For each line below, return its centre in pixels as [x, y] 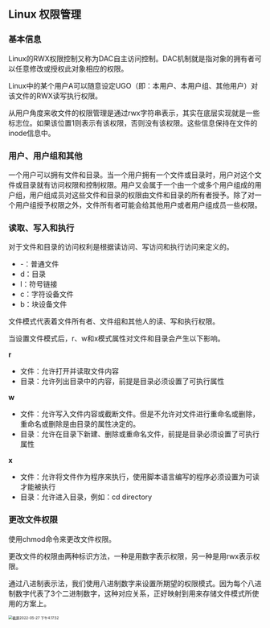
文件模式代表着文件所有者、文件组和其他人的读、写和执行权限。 [114, 321]
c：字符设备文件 [47, 294]
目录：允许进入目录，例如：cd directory [86, 497]
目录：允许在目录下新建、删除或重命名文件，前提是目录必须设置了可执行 [139, 434]
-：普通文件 [39, 264]
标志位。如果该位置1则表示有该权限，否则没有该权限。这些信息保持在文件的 [133, 122]
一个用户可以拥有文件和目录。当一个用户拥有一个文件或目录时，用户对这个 [131, 175]
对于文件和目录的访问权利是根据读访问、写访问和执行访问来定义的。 [121, 247]
